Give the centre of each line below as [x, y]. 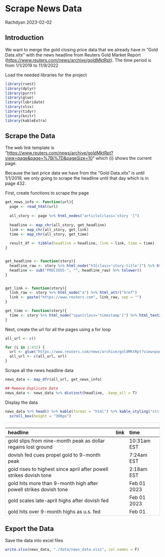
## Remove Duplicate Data [31, 388]
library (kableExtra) [26, 121]
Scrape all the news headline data [39, 371]
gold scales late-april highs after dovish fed [58, 501]
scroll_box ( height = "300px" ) [40, 416]
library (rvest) [21, 84]
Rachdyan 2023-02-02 [28, 22]
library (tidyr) [21, 111]
